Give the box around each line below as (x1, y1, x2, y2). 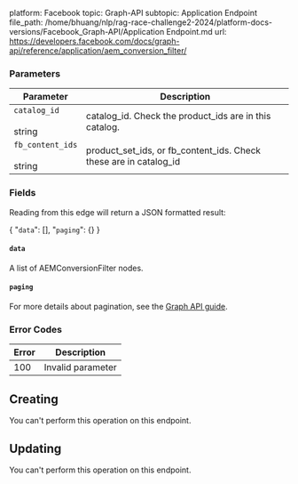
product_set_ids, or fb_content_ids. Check (85, 144, 262, 157)
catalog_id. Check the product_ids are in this (85, 110, 271, 123)
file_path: (9, 17, 43, 28)
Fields (9, 187, 36, 199)
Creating (9, 391, 59, 407)
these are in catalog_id (85, 156, 181, 168)
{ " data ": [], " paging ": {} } (9, 224, 100, 235)
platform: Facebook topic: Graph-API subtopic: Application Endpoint (9, 8, 257, 18)
